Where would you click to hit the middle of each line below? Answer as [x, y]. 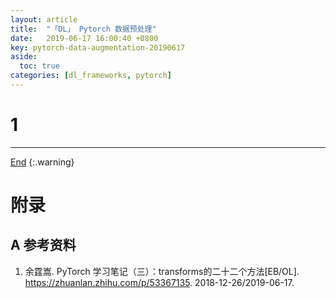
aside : [24, 57]
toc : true [39, 66]
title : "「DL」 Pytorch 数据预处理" [83, 29]
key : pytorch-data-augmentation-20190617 [98, 47]
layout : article [44, 19]
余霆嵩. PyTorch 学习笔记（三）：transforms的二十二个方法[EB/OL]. [162, 271]
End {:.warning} [42, 162]
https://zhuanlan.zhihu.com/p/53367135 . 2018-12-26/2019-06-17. [159, 282]
